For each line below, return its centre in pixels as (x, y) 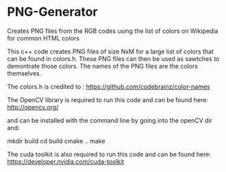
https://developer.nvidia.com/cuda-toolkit (66, 161)
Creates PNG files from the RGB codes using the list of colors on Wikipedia (113, 31)
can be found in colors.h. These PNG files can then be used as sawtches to (113, 58)
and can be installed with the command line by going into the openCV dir (110, 120)
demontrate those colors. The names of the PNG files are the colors (103, 66)
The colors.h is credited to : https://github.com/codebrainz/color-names (109, 86)
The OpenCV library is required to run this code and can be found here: (108, 99)
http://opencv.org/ (33, 107)
